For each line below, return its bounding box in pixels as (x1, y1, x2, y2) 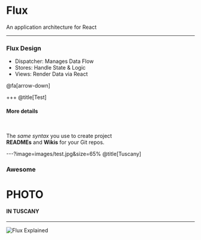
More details (6, 107, 38, 115)
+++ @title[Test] (6, 94, 47, 101)
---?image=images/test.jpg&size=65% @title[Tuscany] (6, 151, 142, 158)
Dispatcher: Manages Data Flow (14, 58, 94, 65)
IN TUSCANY (6, 208, 40, 215)
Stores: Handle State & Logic (14, 64, 86, 71)
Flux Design (6, 44, 42, 52)
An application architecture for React (6, 23, 97, 31)
